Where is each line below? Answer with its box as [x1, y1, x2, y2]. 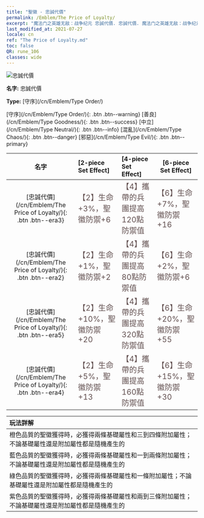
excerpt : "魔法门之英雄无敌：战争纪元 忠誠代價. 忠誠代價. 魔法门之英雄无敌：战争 [6, 20, 192, 26]
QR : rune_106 [6, 49, 39, 55]
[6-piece [162, 158, 189, 167]
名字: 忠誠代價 [6, 85, 42, 92]
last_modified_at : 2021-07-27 [6, 26, 83, 32]
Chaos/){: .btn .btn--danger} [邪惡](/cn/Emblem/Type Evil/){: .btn [6, 133, 169, 141]
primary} [6, 140, 29, 147]
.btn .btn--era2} [17, 273, 65, 282]
